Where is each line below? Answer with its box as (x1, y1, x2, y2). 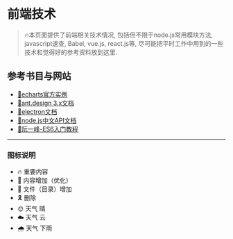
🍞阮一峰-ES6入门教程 (17, 124, 78, 133)
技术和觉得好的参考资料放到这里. (24, 48, 118, 56)
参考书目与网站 (7, 70, 71, 82)
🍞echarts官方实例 (17, 90, 68, 98)
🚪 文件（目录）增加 (17, 185, 72, 193)
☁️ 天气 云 (17, 213, 46, 222)
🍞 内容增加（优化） (17, 176, 72, 185)
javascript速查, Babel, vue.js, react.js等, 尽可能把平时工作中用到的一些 (24, 39, 224, 47)
